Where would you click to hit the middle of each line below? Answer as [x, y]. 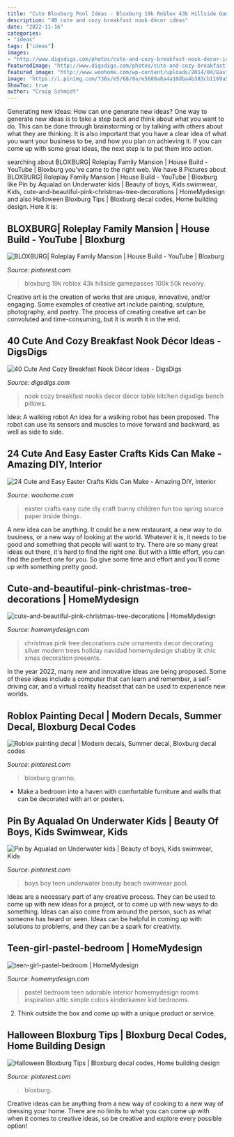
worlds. [18, 694]
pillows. [35, 403]
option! [17, 1126]
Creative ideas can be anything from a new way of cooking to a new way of [116, 1103]
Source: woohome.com [41, 495]
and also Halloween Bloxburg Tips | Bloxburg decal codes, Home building [112, 199]
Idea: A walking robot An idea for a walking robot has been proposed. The [113, 417]
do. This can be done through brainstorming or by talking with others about [115, 126]
